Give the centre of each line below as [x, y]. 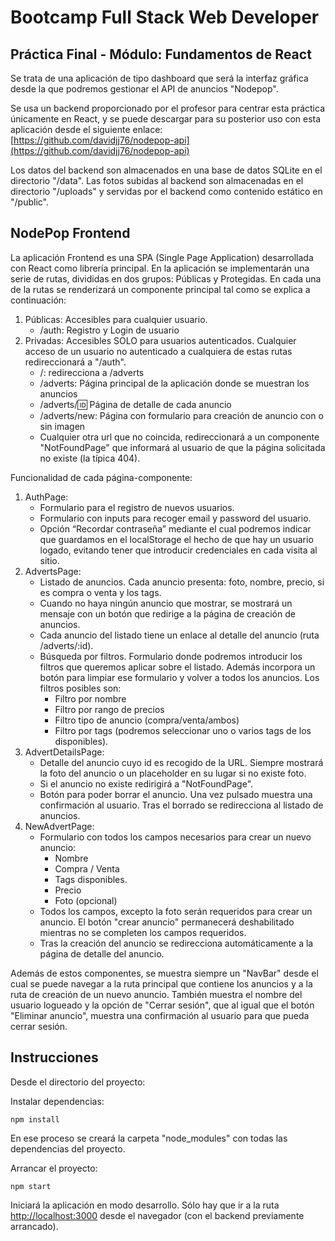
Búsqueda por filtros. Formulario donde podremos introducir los [171, 656]
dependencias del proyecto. [68, 1148]
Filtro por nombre [90, 698]
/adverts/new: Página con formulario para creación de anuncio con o [181, 415]
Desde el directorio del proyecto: [78, 1082]
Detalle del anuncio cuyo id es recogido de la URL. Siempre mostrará [181, 762]
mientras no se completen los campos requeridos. [143, 932]
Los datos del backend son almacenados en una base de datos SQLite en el [166, 170]
